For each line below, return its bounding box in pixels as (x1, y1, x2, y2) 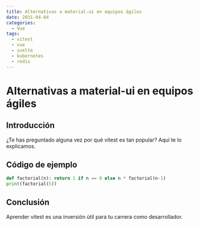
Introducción (6, 120, 55, 131)
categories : (6, 20, 36, 26)
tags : (6, 31, 20, 37)
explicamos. (6, 142, 36, 149)
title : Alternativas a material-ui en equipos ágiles (6, 8, 143, 15)
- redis (11, 58, 31, 64)
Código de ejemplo (6, 159, 77, 169)
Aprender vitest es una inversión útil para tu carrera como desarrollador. (6, 213, 183, 220)
